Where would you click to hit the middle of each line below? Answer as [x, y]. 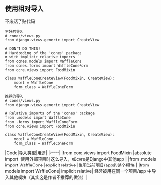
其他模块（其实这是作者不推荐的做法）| [48, 177]
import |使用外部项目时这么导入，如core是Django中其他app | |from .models [80, 159]
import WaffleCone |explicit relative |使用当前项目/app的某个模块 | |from [77, 165]
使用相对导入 [24, 9]
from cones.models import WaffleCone [43, 61]
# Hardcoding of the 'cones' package [43, 53]
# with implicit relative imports [40, 57]
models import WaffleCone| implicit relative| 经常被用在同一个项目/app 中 [79, 171]
